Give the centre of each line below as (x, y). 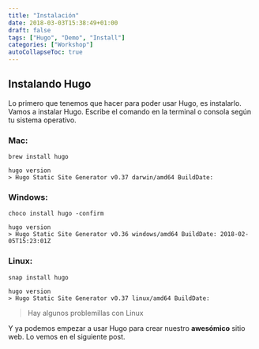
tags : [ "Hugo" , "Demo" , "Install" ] (67, 38)
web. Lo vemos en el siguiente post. (67, 336)
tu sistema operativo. (42, 120)
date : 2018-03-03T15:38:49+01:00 (63, 23)
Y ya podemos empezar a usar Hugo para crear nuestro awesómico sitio (127, 328)
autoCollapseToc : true (45, 52)
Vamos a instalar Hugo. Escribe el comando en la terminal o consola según (130, 111)
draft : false (30, 30)
